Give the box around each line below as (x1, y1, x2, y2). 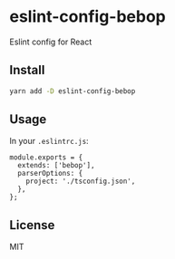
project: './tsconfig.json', (25, 177, 136, 187)
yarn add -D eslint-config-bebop (9, 86, 136, 96)
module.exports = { (9, 153, 83, 162)
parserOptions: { (17, 169, 83, 178)
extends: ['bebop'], (17, 161, 95, 170)
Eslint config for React (9, 36, 92, 47)
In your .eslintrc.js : (9, 136, 89, 147)
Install (9, 62, 45, 78)
